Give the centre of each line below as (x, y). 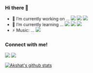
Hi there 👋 (17, 8)
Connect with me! (26, 44)
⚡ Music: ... (23, 30)
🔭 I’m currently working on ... (41, 19)
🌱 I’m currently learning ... (38, 25)
